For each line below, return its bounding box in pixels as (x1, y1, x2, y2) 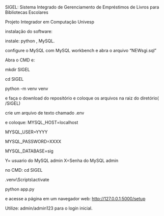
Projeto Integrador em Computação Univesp (5, 19, 94, 25)
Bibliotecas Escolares (5, 9, 49, 15)
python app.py (5, 186, 35, 192)
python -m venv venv (5, 86, 48, 92)
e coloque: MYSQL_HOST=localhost (5, 120, 79, 125)
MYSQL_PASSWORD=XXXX (5, 139, 61, 144)
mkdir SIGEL (5, 66, 30, 72)
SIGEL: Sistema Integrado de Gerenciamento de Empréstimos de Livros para (5, 4, 160, 10)
